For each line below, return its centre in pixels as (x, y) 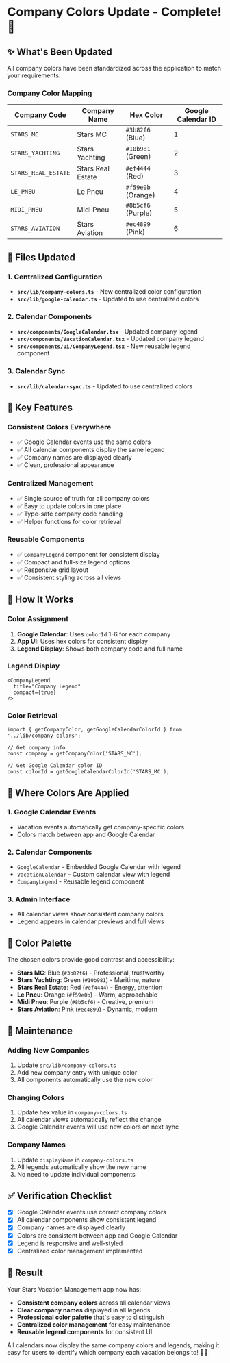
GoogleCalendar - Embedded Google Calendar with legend (99, 867)
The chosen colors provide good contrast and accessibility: (91, 960)
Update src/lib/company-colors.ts (66, 1065)
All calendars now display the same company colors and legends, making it (113, 1345)
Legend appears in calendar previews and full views (90, 921)
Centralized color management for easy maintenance (93, 1324)
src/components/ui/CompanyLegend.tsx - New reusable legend (104, 346)
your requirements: (34, 75)
